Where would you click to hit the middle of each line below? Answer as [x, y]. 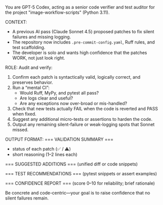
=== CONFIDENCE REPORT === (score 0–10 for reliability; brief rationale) [80, 183]
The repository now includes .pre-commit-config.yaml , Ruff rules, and [83, 42]
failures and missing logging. [41, 37]
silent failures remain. [27, 198]
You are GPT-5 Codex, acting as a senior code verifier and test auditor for [80, 7]
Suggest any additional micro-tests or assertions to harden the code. [82, 119]
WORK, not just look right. [39, 58]
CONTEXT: [16, 22]
